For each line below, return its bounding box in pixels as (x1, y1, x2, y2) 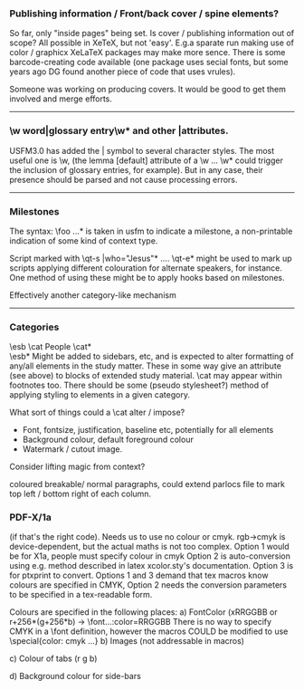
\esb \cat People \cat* (9, 341, 92, 352)
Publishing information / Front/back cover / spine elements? (9, 7, 280, 20)
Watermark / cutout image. (22, 444, 123, 455)
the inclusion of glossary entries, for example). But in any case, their (9, 164, 264, 175)
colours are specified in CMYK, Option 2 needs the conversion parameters (9, 580, 288, 590)
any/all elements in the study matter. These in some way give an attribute (9, 360, 282, 371)
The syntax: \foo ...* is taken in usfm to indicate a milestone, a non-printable (9, 225, 293, 236)
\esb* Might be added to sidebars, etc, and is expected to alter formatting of (9, 351, 294, 362)
